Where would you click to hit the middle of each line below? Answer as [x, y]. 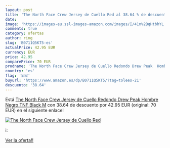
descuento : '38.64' [26, 85]
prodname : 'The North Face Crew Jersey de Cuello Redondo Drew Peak [79, 66]
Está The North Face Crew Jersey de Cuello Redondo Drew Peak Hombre [82, 100]
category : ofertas [25, 33]
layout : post [19, 10]
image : [12, 24]
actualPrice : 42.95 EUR [30, 47]
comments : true [21, 29]
